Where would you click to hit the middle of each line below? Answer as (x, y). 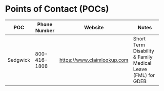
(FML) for (144, 75)
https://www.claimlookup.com (94, 60)
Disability (144, 51)
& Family (143, 57)
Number (45, 30)
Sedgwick (19, 60)
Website (94, 27)
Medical (142, 63)
